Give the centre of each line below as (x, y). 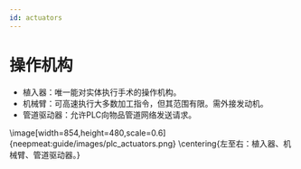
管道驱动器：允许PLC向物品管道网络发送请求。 (109, 115)
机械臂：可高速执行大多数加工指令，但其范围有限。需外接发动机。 (145, 103)
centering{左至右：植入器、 (232, 143)
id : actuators (36, 18)
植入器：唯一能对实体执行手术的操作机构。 (102, 92)
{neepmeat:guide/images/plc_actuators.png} (93, 143)
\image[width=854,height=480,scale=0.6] (88, 133)
